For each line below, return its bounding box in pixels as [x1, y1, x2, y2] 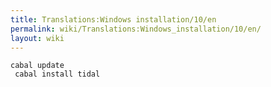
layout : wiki [10, 33, 65, 43]
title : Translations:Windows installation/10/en [10, 14, 217, 25]
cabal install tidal [14, 69, 101, 80]
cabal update [10, 61, 65, 71]
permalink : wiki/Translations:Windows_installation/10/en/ [10, 24, 262, 34]
